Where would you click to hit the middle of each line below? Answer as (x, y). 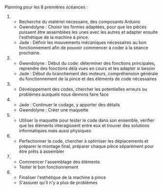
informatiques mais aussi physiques (55, 131)
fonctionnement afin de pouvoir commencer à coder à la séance (83, 48)
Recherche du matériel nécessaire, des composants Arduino (80, 22)
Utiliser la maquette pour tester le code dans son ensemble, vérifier (87, 120)
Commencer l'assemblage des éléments (60, 162)
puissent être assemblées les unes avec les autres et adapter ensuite (88, 32)
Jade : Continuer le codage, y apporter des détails (69, 105)
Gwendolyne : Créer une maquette (54, 110)
